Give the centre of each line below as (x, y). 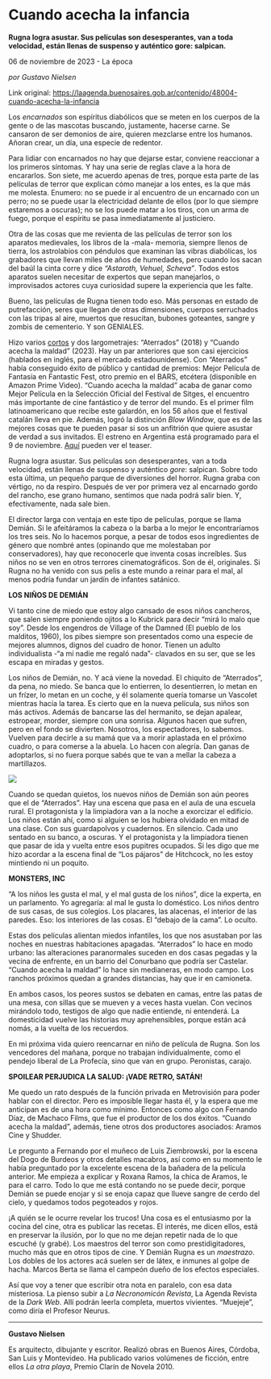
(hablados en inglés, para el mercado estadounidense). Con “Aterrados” (128, 359)
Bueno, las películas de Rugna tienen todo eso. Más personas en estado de (133, 301)
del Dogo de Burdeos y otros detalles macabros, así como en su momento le (135, 1159)
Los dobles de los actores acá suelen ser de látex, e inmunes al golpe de (129, 1260)
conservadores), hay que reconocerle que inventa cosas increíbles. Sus (128, 554)
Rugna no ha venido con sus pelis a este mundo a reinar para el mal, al (126, 570)
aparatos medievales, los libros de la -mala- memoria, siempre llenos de (128, 242)
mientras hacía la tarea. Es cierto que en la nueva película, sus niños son (129, 703)
